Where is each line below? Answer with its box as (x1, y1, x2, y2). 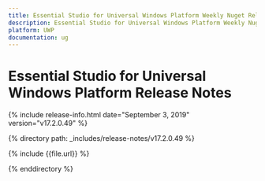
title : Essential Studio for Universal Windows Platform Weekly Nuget (8, 11, 245, 20)
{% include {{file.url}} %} (8, 149, 90, 158)
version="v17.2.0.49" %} (8, 119, 88, 128)
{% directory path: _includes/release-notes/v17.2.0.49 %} (8, 134, 196, 143)
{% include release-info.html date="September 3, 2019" (8, 110, 190, 120)
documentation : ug (8, 33, 69, 42)
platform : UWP (8, 26, 55, 34)
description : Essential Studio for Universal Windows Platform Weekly (8, 19, 245, 27)
